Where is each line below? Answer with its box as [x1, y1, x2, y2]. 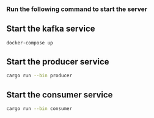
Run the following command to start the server [6, 5, 148, 13]
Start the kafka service [6, 24, 96, 34]
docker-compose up [6, 40, 53, 46]
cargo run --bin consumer [6, 106, 72, 112]
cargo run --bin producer [6, 72, 72, 79]
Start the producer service [6, 57, 109, 67]
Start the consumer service [6, 89, 113, 100]
